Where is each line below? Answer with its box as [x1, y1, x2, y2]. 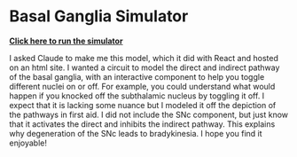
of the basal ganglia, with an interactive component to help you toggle [9, 71, 265, 82]
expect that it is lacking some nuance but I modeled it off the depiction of [9, 99, 277, 110]
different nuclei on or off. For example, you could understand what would [9, 81, 276, 91]
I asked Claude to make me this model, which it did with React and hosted [9, 52, 279, 63]
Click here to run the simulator [9, 35, 123, 46]
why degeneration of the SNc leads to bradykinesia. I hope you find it [9, 128, 263, 138]
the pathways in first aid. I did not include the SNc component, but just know [9, 109, 288, 120]
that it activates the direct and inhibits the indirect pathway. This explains [9, 118, 276, 130]
